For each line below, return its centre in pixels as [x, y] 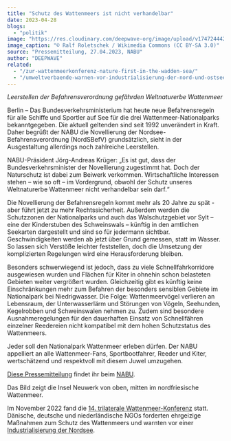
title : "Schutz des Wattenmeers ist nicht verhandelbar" [90, 13]
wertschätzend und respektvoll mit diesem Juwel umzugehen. [95, 361]
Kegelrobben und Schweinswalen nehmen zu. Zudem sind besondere [106, 311]
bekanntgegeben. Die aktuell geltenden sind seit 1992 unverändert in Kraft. [113, 125]
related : [20, 65]
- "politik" [31, 33]
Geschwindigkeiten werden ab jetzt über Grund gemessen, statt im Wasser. [114, 239]
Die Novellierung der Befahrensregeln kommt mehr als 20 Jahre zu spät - [111, 203]
